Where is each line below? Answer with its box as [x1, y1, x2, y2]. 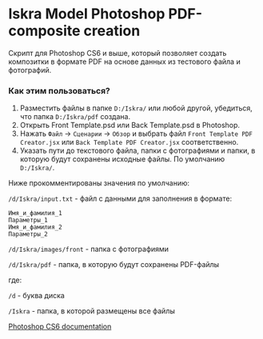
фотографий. [8, 65, 52, 74]
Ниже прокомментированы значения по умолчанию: [8, 178, 190, 188]
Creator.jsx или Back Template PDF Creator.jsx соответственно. [19, 138, 239, 147]
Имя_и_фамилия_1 [8, 209, 62, 217]
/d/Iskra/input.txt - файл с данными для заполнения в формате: [8, 193, 233, 204]
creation [83, 22, 141, 40]
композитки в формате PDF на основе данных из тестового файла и [8, 57, 241, 66]
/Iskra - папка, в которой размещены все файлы [8, 306, 176, 316]
